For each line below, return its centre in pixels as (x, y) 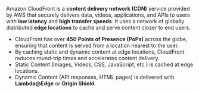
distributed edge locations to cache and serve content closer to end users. (98, 27)
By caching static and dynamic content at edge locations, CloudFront (99, 52)
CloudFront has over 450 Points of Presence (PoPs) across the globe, (101, 39)
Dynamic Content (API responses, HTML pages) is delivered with (94, 77)
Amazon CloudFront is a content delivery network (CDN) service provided (98, 9)
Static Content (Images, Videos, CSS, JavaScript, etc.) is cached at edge (104, 64)
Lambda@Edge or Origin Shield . (55, 83)
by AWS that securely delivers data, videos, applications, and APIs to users (98, 15)
